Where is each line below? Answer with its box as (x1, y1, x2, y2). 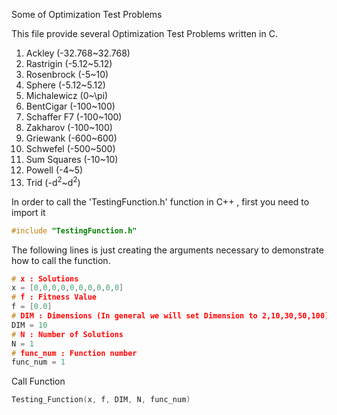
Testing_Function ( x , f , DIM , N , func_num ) (11, 395, 191, 405)
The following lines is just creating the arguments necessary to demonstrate (11, 244, 324, 256)
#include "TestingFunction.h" (11, 225, 138, 236)
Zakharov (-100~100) (25, 122, 113, 133)
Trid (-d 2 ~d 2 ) (25, 175, 81, 188)
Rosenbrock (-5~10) (25, 69, 109, 80)
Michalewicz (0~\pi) (25, 90, 109, 101)
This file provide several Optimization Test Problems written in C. (11, 28, 278, 39)
